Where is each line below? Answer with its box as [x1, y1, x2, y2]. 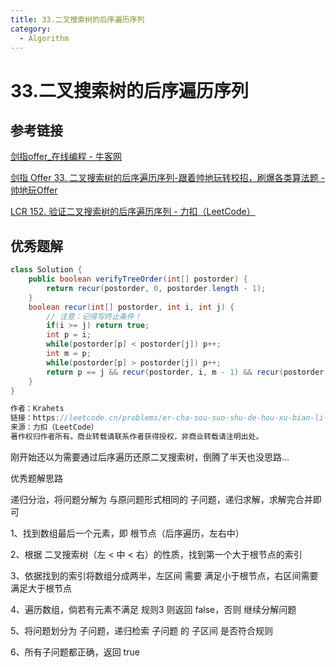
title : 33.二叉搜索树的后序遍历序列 [10, 14, 145, 25]
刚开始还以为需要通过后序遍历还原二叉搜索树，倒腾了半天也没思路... [10, 451, 290, 463]
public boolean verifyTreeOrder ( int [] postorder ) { [28, 274, 248, 285]
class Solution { [10, 265, 83, 275]
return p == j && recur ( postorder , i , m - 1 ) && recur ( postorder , [46, 367, 329, 377]
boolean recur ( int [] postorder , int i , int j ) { [28, 302, 235, 312]
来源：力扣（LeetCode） [10, 422, 99, 433]
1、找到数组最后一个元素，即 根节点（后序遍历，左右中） [10, 527, 245, 539]
